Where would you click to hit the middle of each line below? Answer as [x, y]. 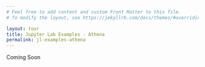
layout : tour [23, 29]
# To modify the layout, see [43, 18]
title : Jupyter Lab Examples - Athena [56, 34]
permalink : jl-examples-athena [46, 40]
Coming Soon [23, 57]
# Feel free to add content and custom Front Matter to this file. [94, 12]
